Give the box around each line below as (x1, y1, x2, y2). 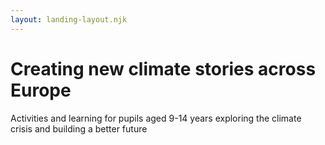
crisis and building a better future (10, 122, 148, 135)
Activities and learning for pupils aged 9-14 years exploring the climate (10, 112, 302, 124)
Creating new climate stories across (10, 57, 317, 80)
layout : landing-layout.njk (10, 14, 128, 25)
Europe (10, 79, 72, 101)
